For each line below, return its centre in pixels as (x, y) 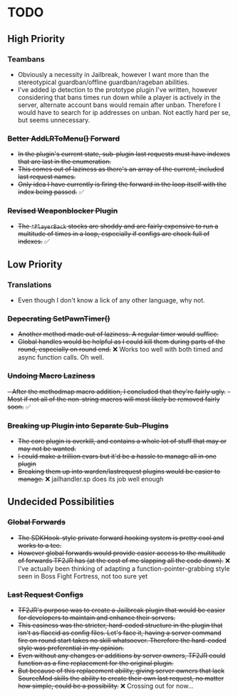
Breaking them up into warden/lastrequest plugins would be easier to (119, 472)
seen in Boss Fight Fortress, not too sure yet (83, 576)
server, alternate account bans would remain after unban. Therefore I (119, 105)
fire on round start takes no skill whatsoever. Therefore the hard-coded (122, 641)
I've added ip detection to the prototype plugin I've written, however (118, 89)
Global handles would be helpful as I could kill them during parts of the (121, 342)
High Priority (36, 39)
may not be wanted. (47, 449)
